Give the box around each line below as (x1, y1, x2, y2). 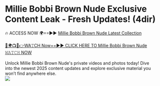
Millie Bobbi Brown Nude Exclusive (5, 3, 147, 15)
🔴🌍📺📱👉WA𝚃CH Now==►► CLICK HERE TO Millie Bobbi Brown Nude (5, 42, 147, 48)
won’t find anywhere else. (5, 70, 57, 76)
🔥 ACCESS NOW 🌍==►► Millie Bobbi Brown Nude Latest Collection (5, 30, 142, 36)
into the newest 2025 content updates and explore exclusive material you (5, 65, 151, 71)
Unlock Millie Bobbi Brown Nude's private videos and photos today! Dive (5, 60, 149, 66)
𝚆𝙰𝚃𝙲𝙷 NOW (5, 50, 32, 55)
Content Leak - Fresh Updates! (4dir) (5, 14, 156, 25)
